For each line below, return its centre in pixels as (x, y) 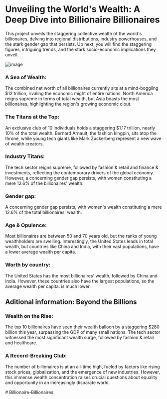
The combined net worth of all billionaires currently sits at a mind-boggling (82, 88)
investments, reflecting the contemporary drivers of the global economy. (80, 172)
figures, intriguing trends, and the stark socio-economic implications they (81, 49)
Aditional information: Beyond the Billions (71, 302)
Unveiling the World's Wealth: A (73, 9)
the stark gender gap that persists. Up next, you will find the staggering (79, 44)
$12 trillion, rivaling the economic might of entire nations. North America (79, 94)
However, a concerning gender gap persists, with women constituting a (79, 178)
